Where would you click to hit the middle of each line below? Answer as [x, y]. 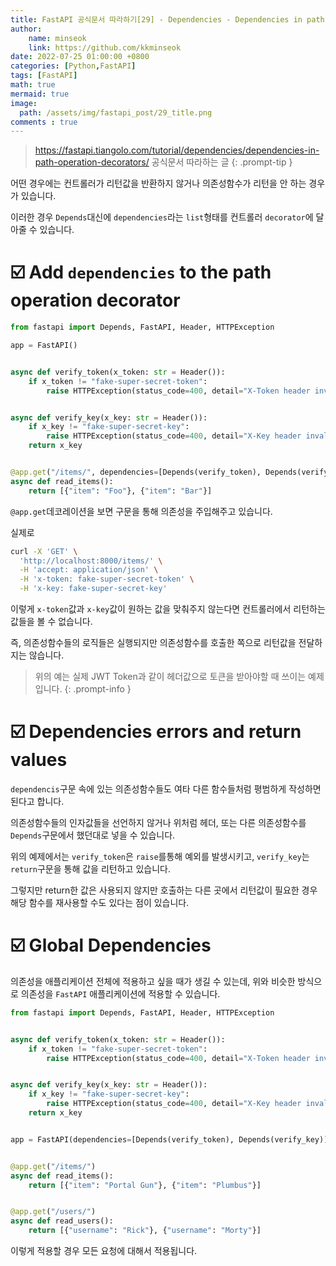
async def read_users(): [62, 1221]
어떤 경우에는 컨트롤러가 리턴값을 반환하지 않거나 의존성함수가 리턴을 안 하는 [158, 183]
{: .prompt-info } [98, 689]
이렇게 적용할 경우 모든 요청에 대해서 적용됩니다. [104, 1251]
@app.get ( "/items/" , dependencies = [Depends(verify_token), [136, 472]
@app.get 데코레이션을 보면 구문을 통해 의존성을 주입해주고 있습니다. [141, 511]
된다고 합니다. [37, 801]
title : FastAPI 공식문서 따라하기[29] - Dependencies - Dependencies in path [167, 19]
